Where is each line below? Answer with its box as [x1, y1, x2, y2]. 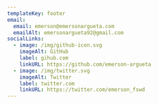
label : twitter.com [19, 80, 75, 87]
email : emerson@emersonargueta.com [13, 23, 115, 29]
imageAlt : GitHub [19, 49, 69, 55]
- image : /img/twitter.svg [13, 67, 90, 74]
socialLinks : [7, 36, 44, 42]
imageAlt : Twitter [19, 73, 72, 81]
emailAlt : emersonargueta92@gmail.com [13, 29, 124, 36]
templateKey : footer [7, 10, 66, 17]
